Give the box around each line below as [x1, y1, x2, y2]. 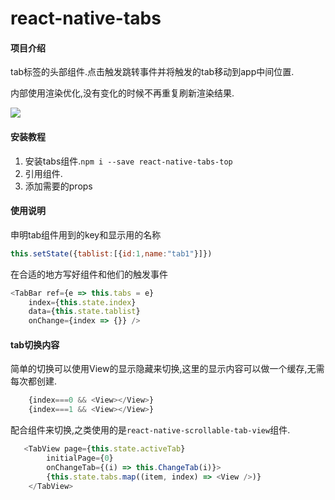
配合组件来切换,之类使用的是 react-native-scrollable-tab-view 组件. [10, 424, 291, 436]
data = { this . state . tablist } [28, 307, 141, 317]
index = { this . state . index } [28, 297, 137, 307]
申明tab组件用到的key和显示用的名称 [10, 228, 162, 241]
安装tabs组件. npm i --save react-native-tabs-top [24, 155, 233, 167]
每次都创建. [10, 375, 58, 387]
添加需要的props [24, 180, 93, 192]
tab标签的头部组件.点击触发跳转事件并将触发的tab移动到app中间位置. [10, 66, 295, 78]
